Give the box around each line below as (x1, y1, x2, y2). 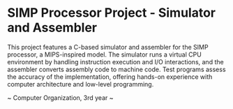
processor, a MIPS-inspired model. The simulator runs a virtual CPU (7, 50, 202, 59)
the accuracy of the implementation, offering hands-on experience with (7, 72, 213, 81)
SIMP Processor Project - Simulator (7, 5, 216, 21)
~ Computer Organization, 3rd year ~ (7, 93, 114, 102)
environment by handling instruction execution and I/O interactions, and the (7, 57, 225, 66)
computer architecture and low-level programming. (7, 80, 154, 88)
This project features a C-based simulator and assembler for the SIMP (7, 43, 209, 51)
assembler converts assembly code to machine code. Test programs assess (7, 65, 226, 73)
